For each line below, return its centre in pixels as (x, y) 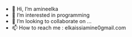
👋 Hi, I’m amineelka (35, 9)
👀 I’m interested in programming (51, 15)
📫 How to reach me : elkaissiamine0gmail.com (69, 28)
